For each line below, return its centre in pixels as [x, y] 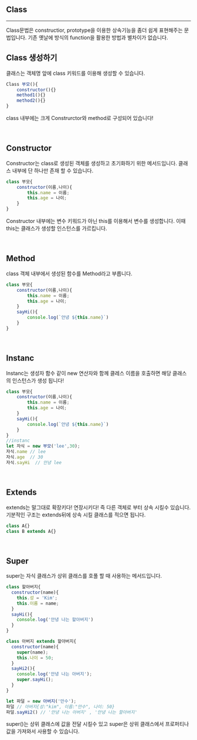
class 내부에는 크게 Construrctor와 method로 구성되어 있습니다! [80, 118]
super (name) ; [33, 652]
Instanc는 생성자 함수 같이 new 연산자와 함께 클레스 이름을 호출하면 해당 [89, 373]
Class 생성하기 [32, 58]
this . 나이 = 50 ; [35, 658]
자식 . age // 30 [25, 457]
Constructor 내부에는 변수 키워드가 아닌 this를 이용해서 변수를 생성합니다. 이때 [96, 221]
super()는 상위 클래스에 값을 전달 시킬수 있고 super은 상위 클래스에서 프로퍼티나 [98, 724]
